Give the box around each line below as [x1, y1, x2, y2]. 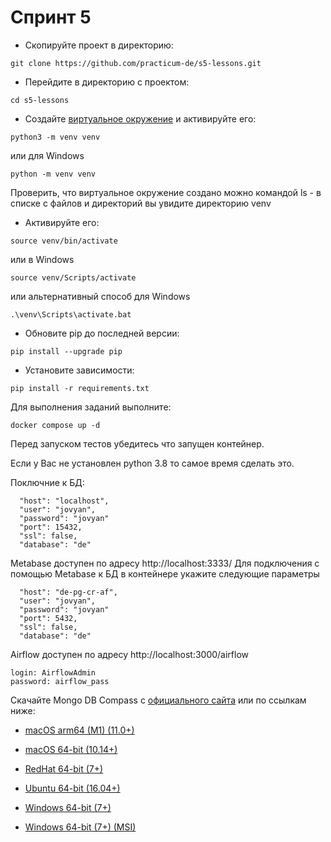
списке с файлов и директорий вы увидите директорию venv [10, 197, 272, 209]
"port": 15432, [19, 522, 83, 532]
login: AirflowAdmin [10, 667, 97, 678]
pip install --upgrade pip [10, 346, 123, 356]
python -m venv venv [10, 169, 97, 179]
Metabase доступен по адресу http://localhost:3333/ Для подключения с [10, 557, 320, 569]
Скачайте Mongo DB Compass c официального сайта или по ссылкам [10, 694, 307, 706]
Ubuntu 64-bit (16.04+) [24, 782, 121, 794]
